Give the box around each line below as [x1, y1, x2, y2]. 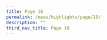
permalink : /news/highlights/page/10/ [6, 14, 101, 20]
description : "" [6, 19, 46, 25]
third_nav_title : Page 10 [6, 25, 69, 31]
